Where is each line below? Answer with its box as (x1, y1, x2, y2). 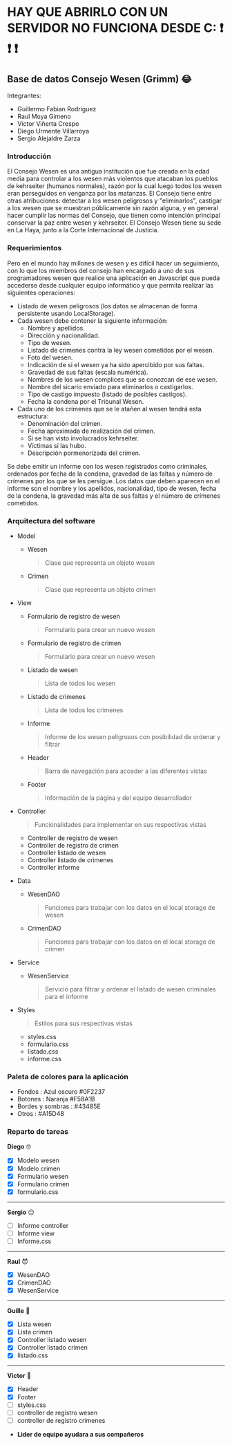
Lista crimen (17, 1328, 53, 1336)
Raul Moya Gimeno (17, 112, 71, 120)
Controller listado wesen (17, 1336, 87, 1344)
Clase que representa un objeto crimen (44, 585, 156, 593)
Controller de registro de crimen (27, 841, 119, 849)
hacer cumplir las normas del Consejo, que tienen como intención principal (7, 212, 221, 220)
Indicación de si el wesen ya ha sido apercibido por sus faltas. (27, 360, 205, 369)
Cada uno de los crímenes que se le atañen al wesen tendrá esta (17, 404, 202, 413)
